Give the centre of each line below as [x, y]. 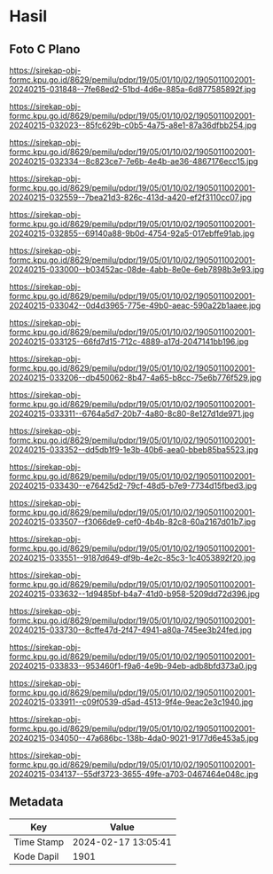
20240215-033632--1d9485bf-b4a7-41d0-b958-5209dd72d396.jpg [134, 594]
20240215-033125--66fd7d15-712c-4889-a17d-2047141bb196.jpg [129, 342]
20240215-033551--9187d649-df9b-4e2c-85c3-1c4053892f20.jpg [133, 558]
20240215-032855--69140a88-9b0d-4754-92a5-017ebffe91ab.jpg [132, 233]
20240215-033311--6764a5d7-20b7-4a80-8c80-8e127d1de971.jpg [132, 413]
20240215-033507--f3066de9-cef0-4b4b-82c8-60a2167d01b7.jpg [133, 522]
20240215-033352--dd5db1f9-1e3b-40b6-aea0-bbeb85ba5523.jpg [134, 449]
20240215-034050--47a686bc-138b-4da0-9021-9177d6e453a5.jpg [134, 738]
